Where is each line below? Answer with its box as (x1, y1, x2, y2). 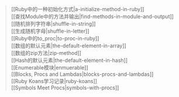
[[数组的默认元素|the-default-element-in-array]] (11, 42, 126, 49)
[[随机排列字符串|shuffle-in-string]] (11, 20, 96, 27)
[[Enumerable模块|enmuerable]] (11, 64, 88, 71)
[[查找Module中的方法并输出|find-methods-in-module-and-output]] (11, 13, 174, 20)
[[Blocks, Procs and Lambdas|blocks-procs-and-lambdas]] (11, 71, 154, 78)
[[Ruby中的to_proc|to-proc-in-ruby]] (11, 35, 99, 41)
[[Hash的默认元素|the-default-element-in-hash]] (11, 57, 128, 64)
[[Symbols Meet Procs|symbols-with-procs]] (11, 84, 119, 91)
